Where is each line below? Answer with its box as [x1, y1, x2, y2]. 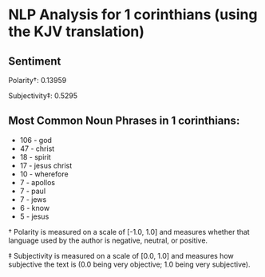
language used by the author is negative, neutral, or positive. [8, 235, 208, 245]
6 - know [19, 203, 50, 212]
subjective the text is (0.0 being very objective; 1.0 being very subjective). [8, 259, 251, 269]
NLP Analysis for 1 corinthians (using [8, 6, 258, 24]
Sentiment [8, 54, 61, 68]
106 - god [19, 135, 52, 144]
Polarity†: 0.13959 [8, 76, 67, 85]
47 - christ [19, 144, 55, 153]
